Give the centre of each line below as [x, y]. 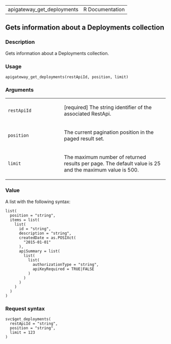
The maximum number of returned [105, 157]
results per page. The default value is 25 [112, 164]
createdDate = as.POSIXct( [47, 238]
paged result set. [84, 139]
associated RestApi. [88, 114]
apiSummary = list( [39, 251]
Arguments [20, 90]
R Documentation [104, 9]
